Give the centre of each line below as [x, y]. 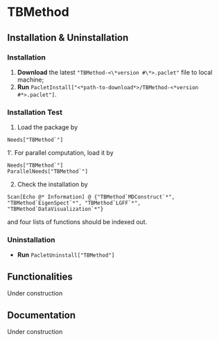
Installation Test [35, 112]
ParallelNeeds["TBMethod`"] [48, 172]
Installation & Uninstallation [68, 38]
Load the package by [47, 127]
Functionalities [40, 276]
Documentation [42, 315]
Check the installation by [52, 185]
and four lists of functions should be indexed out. [77, 222]
